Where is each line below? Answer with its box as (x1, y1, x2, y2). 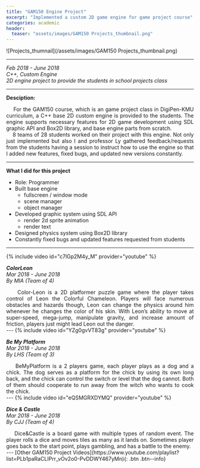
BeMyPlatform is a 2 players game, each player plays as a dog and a (15, 362, 194, 370)
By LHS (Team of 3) (6, 351, 55, 358)
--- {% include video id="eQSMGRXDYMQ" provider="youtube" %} (6, 394, 171, 401)
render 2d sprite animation (23, 217, 89, 224)
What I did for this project (6, 168, 70, 175)
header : (6, 25, 26, 32)
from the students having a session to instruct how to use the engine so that (6, 144, 194, 151)
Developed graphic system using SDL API (14, 210, 117, 218)
